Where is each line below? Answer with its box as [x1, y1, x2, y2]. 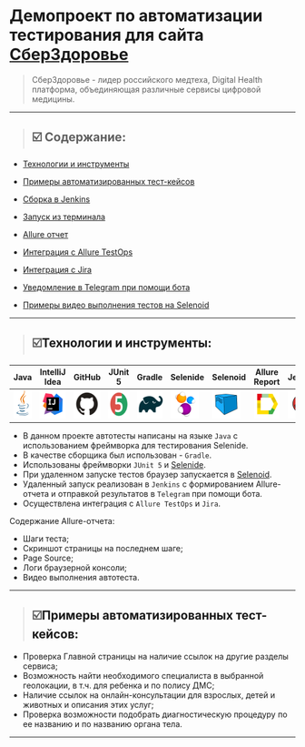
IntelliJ [39, 367, 66, 378]
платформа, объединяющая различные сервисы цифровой [31, 84, 261, 95]
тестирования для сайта [9, 25, 204, 45]
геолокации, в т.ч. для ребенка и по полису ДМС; [22, 680, 215, 691]
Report [253, 377, 280, 388]
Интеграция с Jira [22, 264, 93, 275]
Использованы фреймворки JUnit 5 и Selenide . [22, 459, 206, 469]
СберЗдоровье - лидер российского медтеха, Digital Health [31, 74, 263, 85]
